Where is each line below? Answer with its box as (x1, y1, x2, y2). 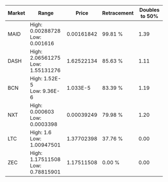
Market (7, 10, 25, 17)
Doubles (139, 7, 160, 13)
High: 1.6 (29, 129, 51, 136)
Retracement (102, 10, 134, 17)
